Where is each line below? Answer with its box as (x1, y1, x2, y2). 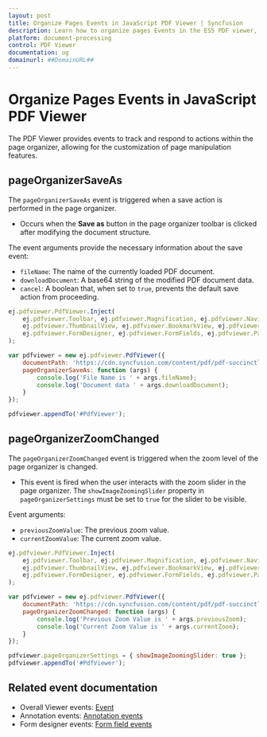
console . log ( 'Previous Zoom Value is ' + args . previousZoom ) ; (37, 615, 247, 623)
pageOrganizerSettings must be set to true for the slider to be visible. (19, 494, 247, 504)
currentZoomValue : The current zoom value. (19, 533, 161, 543)
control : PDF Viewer (8, 41, 77, 49)
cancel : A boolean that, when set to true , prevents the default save (19, 284, 239, 293)
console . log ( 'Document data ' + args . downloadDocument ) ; (37, 381, 229, 389)
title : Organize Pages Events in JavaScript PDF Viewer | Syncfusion (8, 19, 244, 27)
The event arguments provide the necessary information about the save (8, 242, 243, 252)
